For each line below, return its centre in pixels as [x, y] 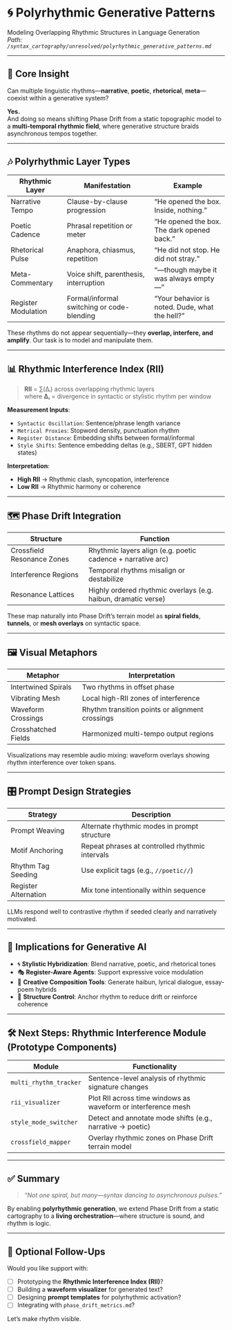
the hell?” [170, 315]
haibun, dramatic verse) [127, 599]
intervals [95, 854]
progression [86, 210]
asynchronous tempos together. [52, 133]
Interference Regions [45, 575]
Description [151, 814]
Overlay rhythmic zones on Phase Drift [151, 1138]
